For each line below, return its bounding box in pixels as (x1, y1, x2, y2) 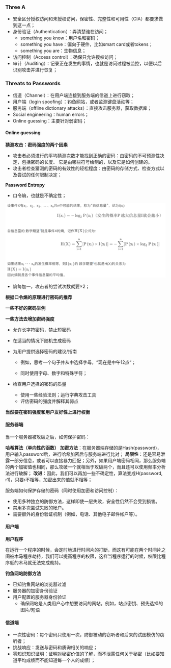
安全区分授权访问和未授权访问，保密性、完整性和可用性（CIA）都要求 (12, 16, 159, 22)
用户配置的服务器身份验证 (12, 593, 67, 600)
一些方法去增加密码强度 (5, 315, 54, 322)
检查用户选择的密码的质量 (12, 381, 67, 387)
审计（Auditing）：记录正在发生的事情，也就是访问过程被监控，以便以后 (12, 60, 162, 67)
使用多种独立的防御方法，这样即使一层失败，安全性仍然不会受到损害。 (12, 498, 160, 504)
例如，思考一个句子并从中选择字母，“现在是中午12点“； (20, 359, 136, 365)
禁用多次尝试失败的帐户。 (12, 504, 67, 511)
